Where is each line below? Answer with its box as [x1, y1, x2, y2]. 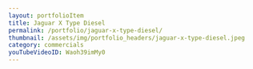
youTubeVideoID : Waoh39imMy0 [8, 48, 106, 56]
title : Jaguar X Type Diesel [8, 19, 106, 27]
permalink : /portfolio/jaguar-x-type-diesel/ [8, 26, 163, 34]
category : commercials [8, 41, 84, 49]
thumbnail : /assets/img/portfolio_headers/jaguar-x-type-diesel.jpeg [8, 33, 246, 42]
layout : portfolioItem [8, 11, 84, 20]
